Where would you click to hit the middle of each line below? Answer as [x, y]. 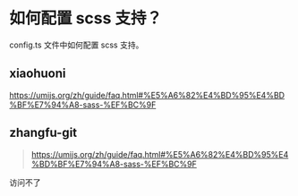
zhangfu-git [43, 133]
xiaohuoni [38, 74]
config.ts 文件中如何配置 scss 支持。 [77, 45]
